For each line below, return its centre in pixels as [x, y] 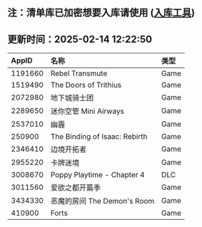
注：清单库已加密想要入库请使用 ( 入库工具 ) [101, 13]
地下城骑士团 [72, 98]
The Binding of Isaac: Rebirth [99, 137]
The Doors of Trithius [86, 85]
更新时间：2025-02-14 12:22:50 [80, 39]
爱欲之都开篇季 [76, 188]
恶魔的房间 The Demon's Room [102, 201]
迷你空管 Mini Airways [87, 111]
